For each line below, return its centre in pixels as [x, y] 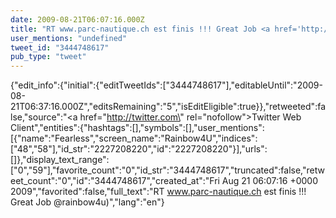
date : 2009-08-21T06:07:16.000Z [77, 19]
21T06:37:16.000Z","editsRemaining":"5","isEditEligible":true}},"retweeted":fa [168, 107]
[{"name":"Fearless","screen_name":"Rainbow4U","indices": [134, 138]
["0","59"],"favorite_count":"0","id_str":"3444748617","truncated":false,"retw [167, 170]
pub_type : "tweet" [48, 57]
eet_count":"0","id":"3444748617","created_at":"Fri [115, 181]
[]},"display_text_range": [60, 160]
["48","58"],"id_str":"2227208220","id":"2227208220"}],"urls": [139, 149]
